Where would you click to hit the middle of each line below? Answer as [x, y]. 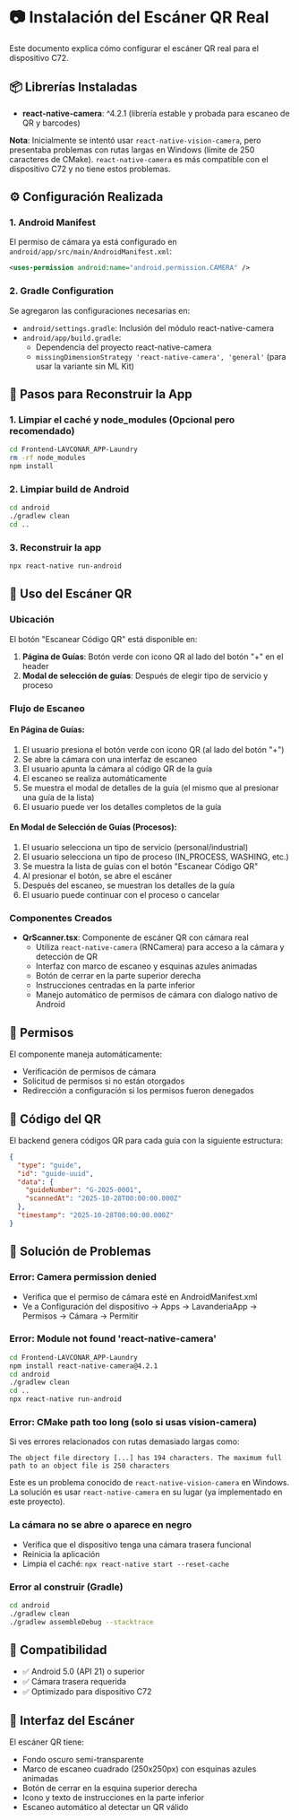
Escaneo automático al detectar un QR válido [105, 1807]
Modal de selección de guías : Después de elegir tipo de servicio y [145, 675]
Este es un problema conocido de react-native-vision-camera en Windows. [149, 1483]
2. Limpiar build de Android [69, 489]
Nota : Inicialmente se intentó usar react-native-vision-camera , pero [135, 140]
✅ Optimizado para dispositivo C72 [87, 1692]
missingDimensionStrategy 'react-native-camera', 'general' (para [161, 356]
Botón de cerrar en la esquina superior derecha [110, 1788]
